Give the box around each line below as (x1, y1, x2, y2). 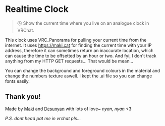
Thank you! (5, 93, 41, 101)
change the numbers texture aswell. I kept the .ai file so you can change (5, 73, 152, 79)
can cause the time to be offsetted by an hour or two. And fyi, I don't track (5, 53, 157, 59)
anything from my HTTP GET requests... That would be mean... (5, 58, 134, 64)
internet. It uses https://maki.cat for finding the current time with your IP (5, 42, 152, 48)
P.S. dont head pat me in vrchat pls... (5, 115, 81, 121)
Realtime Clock (5, 3, 69, 15)
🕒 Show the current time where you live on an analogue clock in (17, 20, 149, 26)
